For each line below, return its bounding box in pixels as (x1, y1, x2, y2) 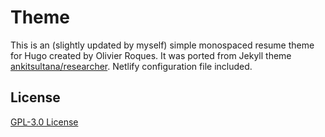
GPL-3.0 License (10, 116, 79, 128)
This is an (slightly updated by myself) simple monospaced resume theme (10, 39, 315, 51)
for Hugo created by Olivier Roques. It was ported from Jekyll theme (10, 49, 292, 61)
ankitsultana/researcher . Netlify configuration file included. (10, 60, 253, 72)
